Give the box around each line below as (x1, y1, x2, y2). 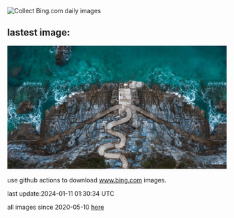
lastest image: (7, 26, 70, 38)
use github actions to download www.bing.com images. (7, 176, 167, 185)
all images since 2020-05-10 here (7, 203, 104, 212)
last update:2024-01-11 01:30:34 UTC (7, 189, 115, 198)
